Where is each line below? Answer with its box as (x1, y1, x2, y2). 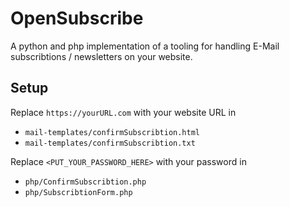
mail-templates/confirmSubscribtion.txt (24, 138, 196, 148)
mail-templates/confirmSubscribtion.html (24, 127, 200, 137)
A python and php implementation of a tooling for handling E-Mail (10, 40, 280, 52)
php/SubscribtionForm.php (24, 187, 133, 197)
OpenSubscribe (10, 7, 144, 30)
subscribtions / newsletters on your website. (10, 50, 193, 62)
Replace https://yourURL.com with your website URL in (10, 106, 237, 118)
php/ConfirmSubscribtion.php (24, 177, 147, 187)
